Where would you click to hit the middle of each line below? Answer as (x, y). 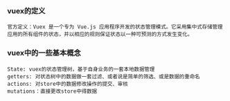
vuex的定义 (26, 10)
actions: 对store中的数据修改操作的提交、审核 (68, 84)
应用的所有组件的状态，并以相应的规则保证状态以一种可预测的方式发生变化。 (100, 35)
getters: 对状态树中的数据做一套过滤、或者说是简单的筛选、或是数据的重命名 (104, 76)
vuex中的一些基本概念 (44, 53)
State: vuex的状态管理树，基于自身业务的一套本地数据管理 (81, 69)
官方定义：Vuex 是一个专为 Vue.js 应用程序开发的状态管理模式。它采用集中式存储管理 (115, 27)
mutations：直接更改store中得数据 (52, 91)
